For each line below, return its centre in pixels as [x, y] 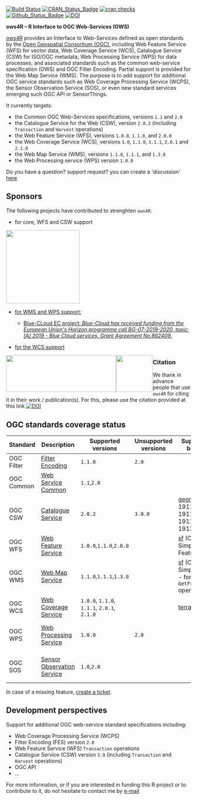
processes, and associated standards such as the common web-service [93, 63]
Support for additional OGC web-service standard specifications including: [96, 724]
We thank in [167, 375]
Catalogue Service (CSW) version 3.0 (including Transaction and [93, 754]
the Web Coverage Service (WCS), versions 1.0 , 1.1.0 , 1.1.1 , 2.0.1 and [101, 142]
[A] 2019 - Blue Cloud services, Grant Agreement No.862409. [98, 335]
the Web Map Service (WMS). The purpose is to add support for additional [96, 75]
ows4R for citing [171, 394]
